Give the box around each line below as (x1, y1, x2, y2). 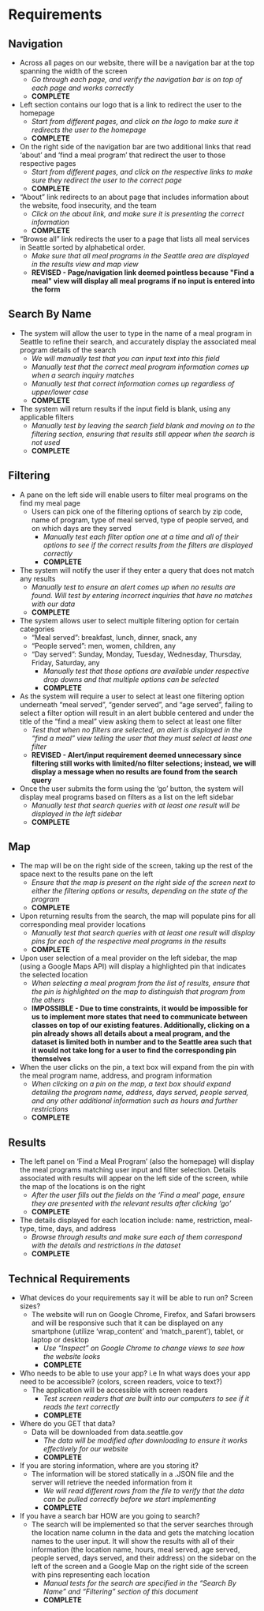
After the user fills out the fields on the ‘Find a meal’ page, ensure (31, 1191, 246, 1200)
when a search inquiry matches (31, 370, 135, 380)
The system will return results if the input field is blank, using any (19, 404, 231, 413)
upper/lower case (31, 387, 89, 397)
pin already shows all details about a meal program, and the (31, 1029, 231, 1038)
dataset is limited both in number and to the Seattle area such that (31, 1037, 252, 1047)
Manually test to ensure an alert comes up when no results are (31, 582, 236, 592)
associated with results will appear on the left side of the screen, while (19, 1173, 248, 1183)
